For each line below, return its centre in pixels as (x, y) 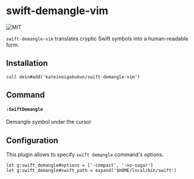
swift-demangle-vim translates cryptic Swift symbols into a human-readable (97, 38)
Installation (27, 63)
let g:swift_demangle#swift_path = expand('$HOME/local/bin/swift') (91, 171)
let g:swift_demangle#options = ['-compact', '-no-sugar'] (80, 165)
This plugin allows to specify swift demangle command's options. (85, 155)
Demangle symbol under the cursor (49, 122)
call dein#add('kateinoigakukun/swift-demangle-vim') (73, 77)
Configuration (32, 140)
